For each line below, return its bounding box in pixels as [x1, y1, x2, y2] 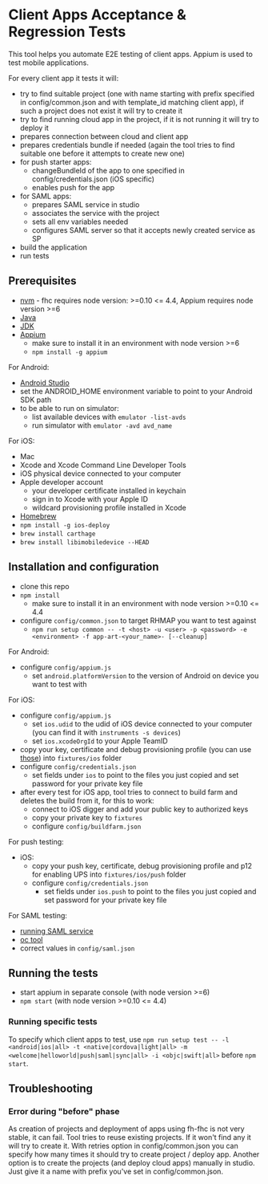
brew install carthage [19, 530, 96, 538]
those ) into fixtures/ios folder [19, 753, 122, 763]
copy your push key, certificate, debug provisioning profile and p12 [31, 861, 253, 870]
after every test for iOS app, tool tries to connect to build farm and [19, 787, 238, 796]
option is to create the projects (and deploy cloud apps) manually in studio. [8, 1158, 255, 1168]
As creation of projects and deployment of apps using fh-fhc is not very [8, 1124, 246, 1133]
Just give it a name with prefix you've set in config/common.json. [8, 1166, 224, 1177]
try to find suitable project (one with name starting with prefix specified [19, 88, 254, 98]
